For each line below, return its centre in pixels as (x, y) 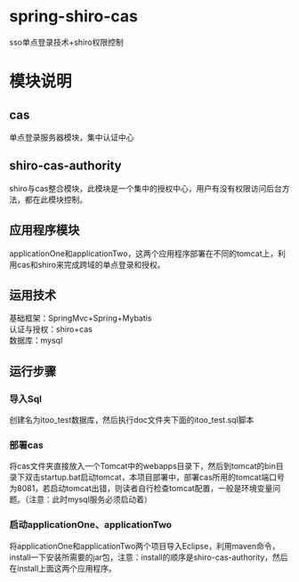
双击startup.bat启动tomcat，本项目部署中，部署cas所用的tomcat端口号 (154, 477)
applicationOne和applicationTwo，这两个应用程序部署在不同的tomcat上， (144, 253)
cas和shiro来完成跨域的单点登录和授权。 (91, 264)
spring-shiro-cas (74, 16)
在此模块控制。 (60, 199)
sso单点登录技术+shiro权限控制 (66, 42)
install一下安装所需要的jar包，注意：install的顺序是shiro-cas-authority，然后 (149, 557)
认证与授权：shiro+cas (51, 329)
